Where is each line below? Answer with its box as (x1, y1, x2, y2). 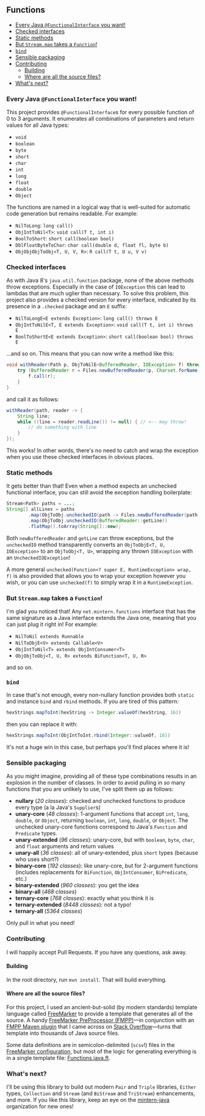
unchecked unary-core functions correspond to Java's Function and (15, 823, 187, 830)
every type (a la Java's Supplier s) (15, 804, 101, 811)
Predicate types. (15, 830, 58, 837)
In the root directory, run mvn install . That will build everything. (6, 976, 167, 983)
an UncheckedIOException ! (6, 553, 71, 561)
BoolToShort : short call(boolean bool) (15, 235, 115, 242)
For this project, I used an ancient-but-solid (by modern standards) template (6, 1004, 198, 1011)
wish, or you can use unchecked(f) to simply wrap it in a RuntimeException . (6, 578, 193, 586)
